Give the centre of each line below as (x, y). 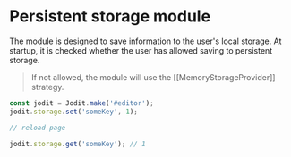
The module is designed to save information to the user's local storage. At (145, 41)
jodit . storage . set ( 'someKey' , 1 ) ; (74, 112)
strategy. (47, 87)
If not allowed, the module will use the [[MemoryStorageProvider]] (153, 77)
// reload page (38, 128)
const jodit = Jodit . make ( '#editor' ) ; (81, 103)
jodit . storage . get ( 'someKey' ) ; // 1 (77, 144)
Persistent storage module (110, 17)
